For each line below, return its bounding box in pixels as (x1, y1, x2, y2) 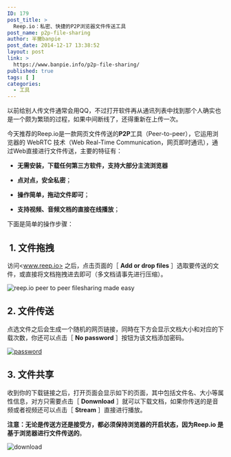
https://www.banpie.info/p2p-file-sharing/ (13, 61, 140, 68)
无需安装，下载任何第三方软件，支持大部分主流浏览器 (16, 161, 168, 170)
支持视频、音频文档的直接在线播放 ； (16, 205, 120, 214)
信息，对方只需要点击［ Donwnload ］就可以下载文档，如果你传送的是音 (12, 397, 219, 405)
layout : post (7, 49, 45, 56)
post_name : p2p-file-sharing (7, 29, 91, 36)
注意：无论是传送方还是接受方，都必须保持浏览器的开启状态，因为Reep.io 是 (7, 420, 223, 428)
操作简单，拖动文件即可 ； (16, 190, 90, 199)
